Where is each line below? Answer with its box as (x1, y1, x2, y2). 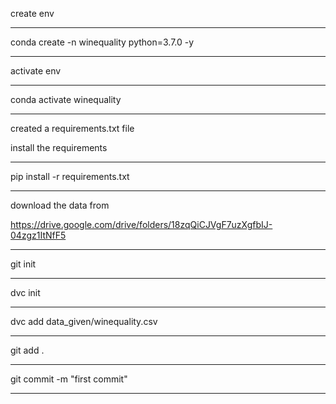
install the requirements (10, 142, 108, 153)
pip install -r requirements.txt (10, 171, 130, 182)
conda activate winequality (10, 94, 122, 105)
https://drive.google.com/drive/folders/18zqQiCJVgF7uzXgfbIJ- (10, 219, 273, 230)
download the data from (10, 199, 110, 211)
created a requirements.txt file (10, 123, 135, 134)
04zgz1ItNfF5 (10, 229, 67, 241)
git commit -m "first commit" (10, 373, 128, 385)
